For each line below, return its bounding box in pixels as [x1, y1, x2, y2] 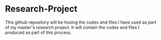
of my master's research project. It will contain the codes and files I [5, 24, 140, 30]
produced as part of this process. [5, 29, 72, 35]
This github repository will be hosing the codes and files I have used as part [5, 19, 157, 25]
